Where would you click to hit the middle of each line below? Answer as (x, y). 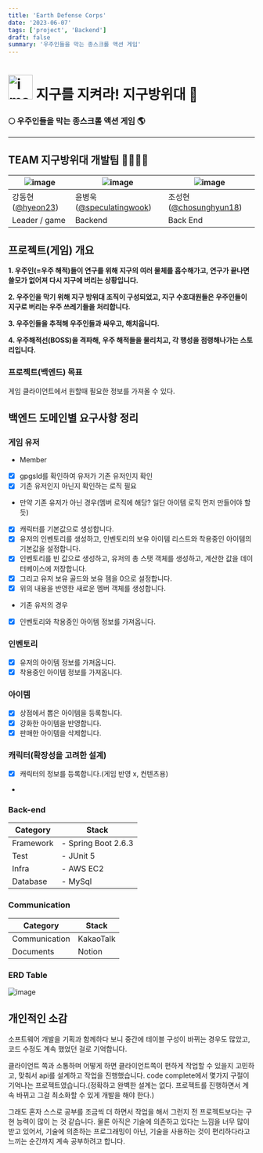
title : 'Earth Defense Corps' (58, 15)
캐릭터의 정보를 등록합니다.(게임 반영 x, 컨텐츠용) (94, 773)
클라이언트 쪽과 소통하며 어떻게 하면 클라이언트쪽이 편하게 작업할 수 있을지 (121, 1065)
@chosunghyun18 (205, 207)
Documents (33, 951)
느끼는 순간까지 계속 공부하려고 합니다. (67, 1141)
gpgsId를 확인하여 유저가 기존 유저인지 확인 (86, 476)
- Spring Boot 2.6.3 (97, 843)
